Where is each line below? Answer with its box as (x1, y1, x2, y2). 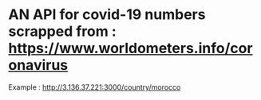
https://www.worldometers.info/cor (8, 40, 253, 57)
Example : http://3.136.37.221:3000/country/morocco (8, 82, 181, 92)
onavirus (8, 56, 69, 75)
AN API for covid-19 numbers (8, 6, 206, 24)
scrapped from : (8, 22, 117, 40)
